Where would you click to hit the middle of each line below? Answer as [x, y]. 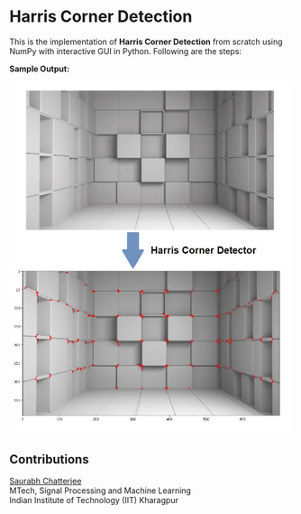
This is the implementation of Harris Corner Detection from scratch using [146, 42]
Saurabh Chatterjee [46, 481]
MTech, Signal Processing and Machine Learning [100, 491]
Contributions [49, 459]
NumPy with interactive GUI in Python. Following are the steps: [125, 51]
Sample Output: [40, 69]
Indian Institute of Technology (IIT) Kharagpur [94, 500]
